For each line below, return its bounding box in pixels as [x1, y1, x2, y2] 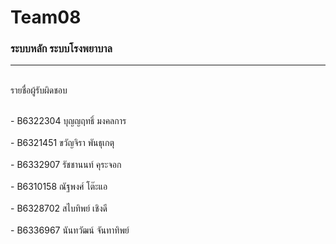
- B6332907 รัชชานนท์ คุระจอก [10, 159, 122, 171]
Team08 [10, 6, 82, 29]
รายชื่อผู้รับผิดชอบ [10, 84, 68, 96]
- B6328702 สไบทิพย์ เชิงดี [10, 202, 108, 215]
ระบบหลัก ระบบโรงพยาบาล [10, 42, 113, 56]
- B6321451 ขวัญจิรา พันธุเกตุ [10, 137, 115, 149]
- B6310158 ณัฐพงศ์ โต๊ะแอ [10, 181, 108, 193]
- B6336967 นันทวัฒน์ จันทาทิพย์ [10, 224, 130, 236]
